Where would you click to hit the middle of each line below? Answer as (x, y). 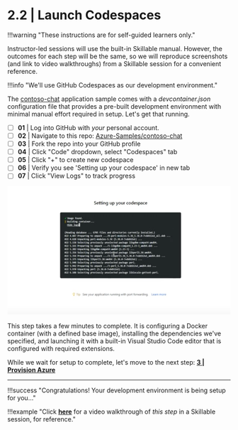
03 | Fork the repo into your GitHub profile (79, 144)
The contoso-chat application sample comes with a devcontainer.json (109, 99)
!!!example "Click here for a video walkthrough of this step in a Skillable (112, 412)
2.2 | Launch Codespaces (84, 15)
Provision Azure (32, 370)
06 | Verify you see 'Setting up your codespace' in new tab (103, 168)
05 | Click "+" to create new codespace (75, 160)
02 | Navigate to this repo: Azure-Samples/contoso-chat (100, 136)
